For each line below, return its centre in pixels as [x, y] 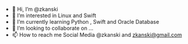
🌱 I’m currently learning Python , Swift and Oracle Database [85, 22]
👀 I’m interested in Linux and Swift [54, 15]
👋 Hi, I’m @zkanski [35, 9]
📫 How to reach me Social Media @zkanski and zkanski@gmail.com [97, 35]
